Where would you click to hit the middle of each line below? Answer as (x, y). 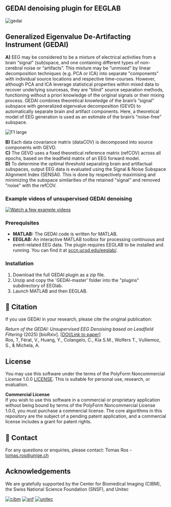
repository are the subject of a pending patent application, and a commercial (86, 416)
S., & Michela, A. (22, 345)
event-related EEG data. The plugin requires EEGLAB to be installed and (88, 245)
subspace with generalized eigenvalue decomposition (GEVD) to (73, 106)
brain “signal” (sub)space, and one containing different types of (72, 62)
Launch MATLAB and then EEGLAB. (50, 291)
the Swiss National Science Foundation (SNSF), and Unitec (67, 489)
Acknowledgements (38, 472)
